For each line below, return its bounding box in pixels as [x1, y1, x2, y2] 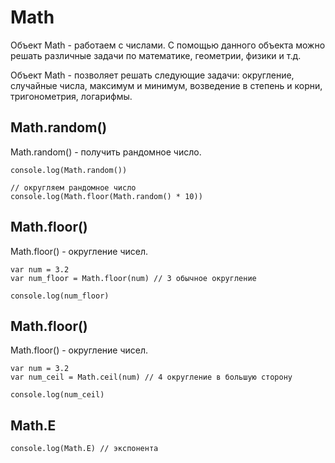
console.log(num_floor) [10, 291, 110, 301]
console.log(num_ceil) [10, 390, 105, 400]
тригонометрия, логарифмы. [10, 90, 133, 102]
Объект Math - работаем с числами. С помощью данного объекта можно [10, 39, 326, 51]
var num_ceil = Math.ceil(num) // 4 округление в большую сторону [10, 372, 293, 383]
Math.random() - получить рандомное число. [10, 146, 202, 158]
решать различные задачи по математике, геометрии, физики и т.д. [10, 49, 302, 61]
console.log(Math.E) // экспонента [10, 444, 159, 454]
